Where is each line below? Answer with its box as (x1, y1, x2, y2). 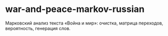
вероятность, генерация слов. (5, 25, 71, 31)
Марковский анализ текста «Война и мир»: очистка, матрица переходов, (5, 20, 163, 26)
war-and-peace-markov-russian (5, 3, 145, 15)
